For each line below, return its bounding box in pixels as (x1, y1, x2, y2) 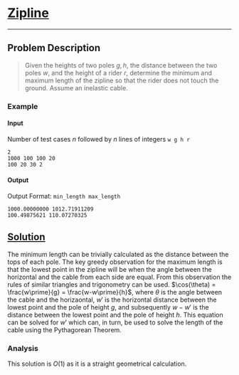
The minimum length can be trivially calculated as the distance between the (7, 250, 229, 258)
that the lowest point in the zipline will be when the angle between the (7, 265, 212, 273)
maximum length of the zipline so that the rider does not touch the (24, 76, 219, 85)
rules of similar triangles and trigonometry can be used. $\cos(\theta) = (7, 280, 216, 289)
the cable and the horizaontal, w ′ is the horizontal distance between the (7, 295, 217, 304)
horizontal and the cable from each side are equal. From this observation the (7, 273, 232, 281)
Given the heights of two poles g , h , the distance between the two (24, 60, 218, 69)
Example (7, 101, 38, 111)
